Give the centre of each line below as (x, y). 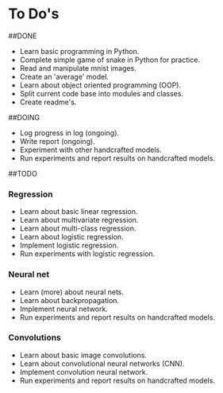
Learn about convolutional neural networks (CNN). (102, 364)
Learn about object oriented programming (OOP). (100, 85)
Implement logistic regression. (69, 245)
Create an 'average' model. (64, 76)
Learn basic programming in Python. (79, 51)
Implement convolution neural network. (84, 372)
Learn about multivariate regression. (79, 220)
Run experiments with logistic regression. (87, 254)
